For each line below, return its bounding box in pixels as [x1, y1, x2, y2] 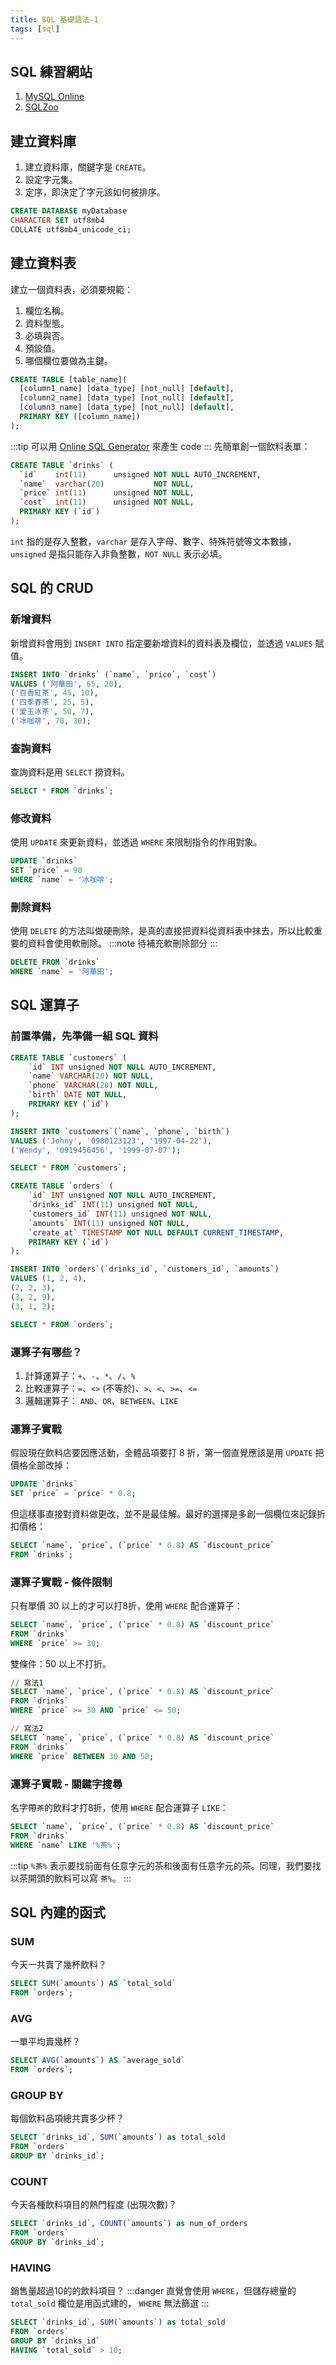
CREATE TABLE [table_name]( [10, 374, 128, 385]
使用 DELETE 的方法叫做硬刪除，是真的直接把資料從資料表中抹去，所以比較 [10, 925, 314, 937]
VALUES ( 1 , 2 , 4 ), [10, 1274, 87, 1284]
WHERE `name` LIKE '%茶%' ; [10, 1840, 122, 1850]
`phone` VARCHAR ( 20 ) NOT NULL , [28, 1081, 159, 1091]
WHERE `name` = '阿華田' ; [10, 967, 114, 977]
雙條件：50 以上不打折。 [10, 1657, 112, 1670]
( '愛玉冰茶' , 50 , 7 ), [10, 707, 95, 717]
